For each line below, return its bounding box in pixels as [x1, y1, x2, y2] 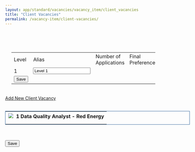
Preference [129, 59, 155, 66]
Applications [95, 59, 125, 66]
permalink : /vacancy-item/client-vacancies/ [5, 16, 99, 21]
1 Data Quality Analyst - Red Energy [15, 113, 104, 120]
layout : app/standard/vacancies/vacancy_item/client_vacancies [5, 7, 139, 12]
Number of [95, 53, 121, 60]
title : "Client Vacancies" [5, 12, 61, 17]
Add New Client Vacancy [5, 95, 56, 101]
